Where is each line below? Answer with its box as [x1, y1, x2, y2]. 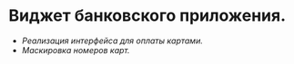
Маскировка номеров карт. [21, 44, 130, 55]
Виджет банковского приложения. [8, 5, 286, 26]
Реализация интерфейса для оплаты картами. [21, 35, 204, 46]
